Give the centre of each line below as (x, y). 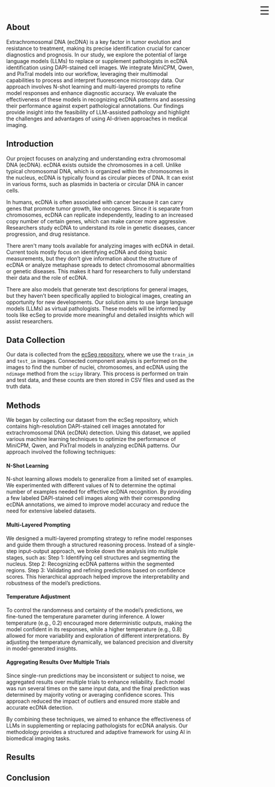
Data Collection (36, 340)
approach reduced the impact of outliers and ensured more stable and (93, 701)
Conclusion (28, 778)
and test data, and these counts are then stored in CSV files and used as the (101, 380)
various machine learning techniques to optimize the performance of (91, 439)
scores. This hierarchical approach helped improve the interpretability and (98, 576)
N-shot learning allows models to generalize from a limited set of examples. (100, 479)
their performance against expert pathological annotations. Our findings (95, 106)
